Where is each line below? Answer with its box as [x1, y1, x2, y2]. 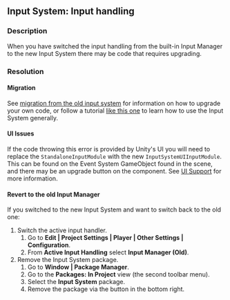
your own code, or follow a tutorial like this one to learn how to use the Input [7, 106, 224, 115]
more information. [7, 174, 58, 182]
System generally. [7, 113, 59, 122]
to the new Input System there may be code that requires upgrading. [7, 49, 202, 57]
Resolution [7, 66, 44, 76]
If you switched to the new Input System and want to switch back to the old [7, 205, 222, 214]
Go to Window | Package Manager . [27, 263, 130, 272]
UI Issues [7, 129, 35, 138]
